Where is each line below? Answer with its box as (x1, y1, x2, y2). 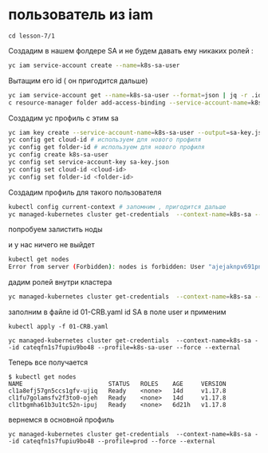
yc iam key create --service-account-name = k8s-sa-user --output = (8, 128, 230, 136)
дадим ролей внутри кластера (8, 278, 112, 287)
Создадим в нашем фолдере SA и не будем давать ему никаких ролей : (8, 45, 254, 55)
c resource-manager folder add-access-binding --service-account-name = (8, 98, 251, 107)
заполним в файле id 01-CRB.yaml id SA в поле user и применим (8, 307, 227, 317)
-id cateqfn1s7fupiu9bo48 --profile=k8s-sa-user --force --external (8, 344, 241, 352)
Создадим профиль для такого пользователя (8, 187, 162, 197)
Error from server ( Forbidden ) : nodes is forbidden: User (8, 263, 205, 271)
